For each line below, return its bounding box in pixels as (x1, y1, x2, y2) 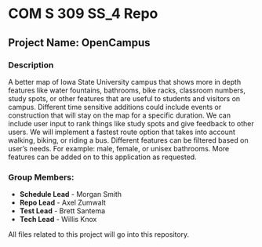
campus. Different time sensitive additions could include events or (8, 102, 222, 111)
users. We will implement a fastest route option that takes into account (8, 127, 235, 136)
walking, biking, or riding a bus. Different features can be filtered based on (8, 135, 249, 145)
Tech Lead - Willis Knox (19, 215, 97, 224)
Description (8, 60, 54, 71)
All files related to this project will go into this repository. (8, 230, 190, 239)
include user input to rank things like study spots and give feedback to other (8, 118, 255, 128)
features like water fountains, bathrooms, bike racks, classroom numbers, (8, 85, 246, 95)
